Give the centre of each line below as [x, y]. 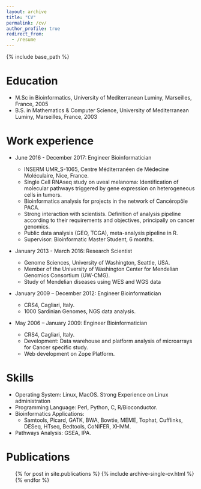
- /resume [24, 40]
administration [33, 401]
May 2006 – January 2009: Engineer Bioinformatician [81, 323]
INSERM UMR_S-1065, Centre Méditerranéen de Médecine [96, 169]
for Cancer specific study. [56, 347]
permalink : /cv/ [26, 23]
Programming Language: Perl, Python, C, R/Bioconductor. [86, 407]
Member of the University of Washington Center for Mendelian [101, 269]
